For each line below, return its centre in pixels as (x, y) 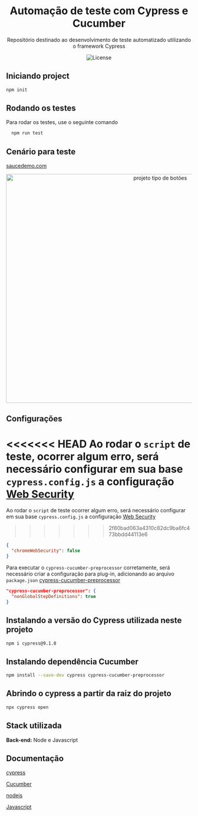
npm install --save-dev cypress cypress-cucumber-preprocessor (85, 675)
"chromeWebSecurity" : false (46, 551)
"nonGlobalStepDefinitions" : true (54, 596)
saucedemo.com (27, 166)
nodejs (14, 795)
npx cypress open (27, 707)
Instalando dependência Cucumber (72, 661)
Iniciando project (38, 76)
